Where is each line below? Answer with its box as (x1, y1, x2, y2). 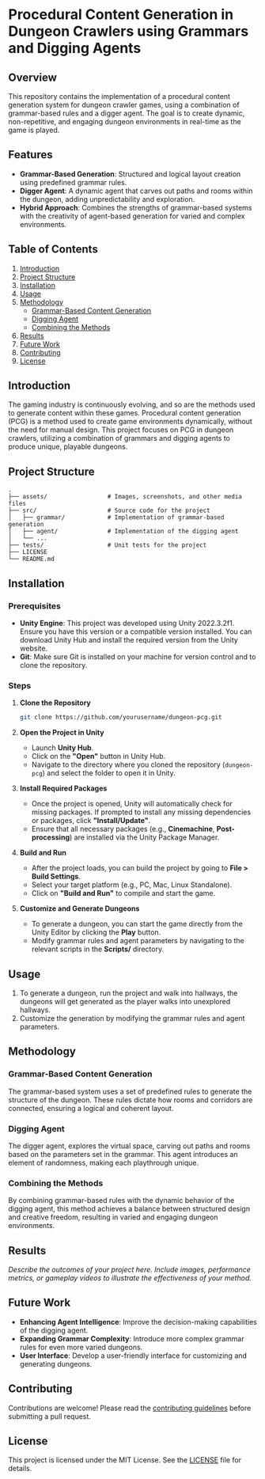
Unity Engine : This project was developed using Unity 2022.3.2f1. (19, 618, 235, 628)
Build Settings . (31, 872, 81, 882)
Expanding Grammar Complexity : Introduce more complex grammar (19, 1333, 244, 1343)
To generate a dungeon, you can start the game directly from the (31, 920, 243, 929)
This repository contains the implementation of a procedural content (8, 92, 231, 100)
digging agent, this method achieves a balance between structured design (8, 1204, 251, 1214)
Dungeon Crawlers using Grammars (8, 22, 249, 40)
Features (8, 148, 53, 161)
